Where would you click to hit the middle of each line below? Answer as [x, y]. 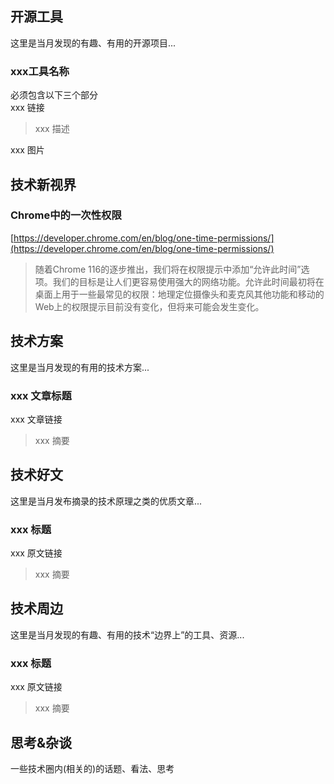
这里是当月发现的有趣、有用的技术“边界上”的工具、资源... [127, 634]
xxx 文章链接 [36, 419]
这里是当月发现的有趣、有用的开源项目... [93, 43]
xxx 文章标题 [41, 395]
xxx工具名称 [40, 71]
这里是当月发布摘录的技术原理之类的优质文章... [106, 501]
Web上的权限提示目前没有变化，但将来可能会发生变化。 [149, 306]
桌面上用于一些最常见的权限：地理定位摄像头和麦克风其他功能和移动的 [179, 294]
